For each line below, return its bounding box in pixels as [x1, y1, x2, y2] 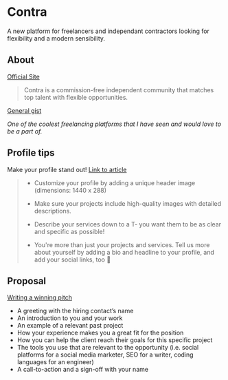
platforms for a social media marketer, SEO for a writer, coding [16, 350, 194, 359]
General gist [7, 106, 42, 114]
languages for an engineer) [16, 358, 94, 366]
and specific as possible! [34, 227, 105, 235]
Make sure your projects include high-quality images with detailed [34, 199, 222, 207]
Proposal [7, 275, 47, 286]
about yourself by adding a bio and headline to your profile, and [34, 248, 215, 256]
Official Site [7, 72, 40, 81]
